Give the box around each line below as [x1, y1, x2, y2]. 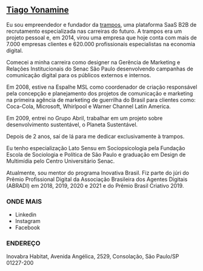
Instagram [15, 218, 41, 225]
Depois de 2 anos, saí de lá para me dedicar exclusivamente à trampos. [6, 132, 185, 140]
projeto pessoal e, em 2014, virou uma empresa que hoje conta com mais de [6, 33, 197, 41]
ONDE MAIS [6, 197, 42, 205]
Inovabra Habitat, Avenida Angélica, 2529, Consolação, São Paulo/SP [6, 253, 179, 260]
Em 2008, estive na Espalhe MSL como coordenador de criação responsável [6, 83, 198, 91]
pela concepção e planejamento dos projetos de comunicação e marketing [6, 89, 193, 97]
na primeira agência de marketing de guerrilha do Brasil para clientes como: [6, 96, 196, 103]
